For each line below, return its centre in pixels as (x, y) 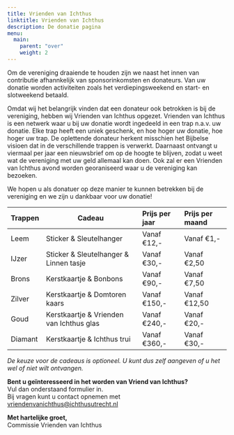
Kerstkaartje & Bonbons (85, 278)
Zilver (20, 299)
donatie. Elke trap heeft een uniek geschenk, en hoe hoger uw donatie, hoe (115, 131)
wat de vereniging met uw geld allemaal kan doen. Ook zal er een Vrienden (115, 160)
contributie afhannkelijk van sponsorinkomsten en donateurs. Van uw (107, 80)
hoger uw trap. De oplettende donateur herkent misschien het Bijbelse (108, 138)
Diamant (24, 338)
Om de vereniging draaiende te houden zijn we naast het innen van (103, 72)
